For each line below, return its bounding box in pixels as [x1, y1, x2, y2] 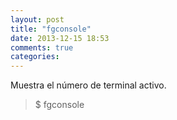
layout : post [10, 14, 65, 25]
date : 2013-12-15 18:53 [10, 33, 110, 43]
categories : [10, 52, 60, 62]
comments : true [10, 42, 74, 53]
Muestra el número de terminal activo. [10, 79, 167, 91]
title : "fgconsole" [10, 24, 92, 34]
